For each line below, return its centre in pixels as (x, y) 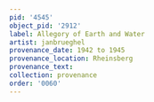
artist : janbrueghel (48, 42)
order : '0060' (36, 83)
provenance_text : (41, 67)
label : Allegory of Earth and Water (77, 34)
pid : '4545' (31, 17)
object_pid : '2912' (45, 26)
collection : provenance (53, 75)
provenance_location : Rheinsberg (71, 59)
